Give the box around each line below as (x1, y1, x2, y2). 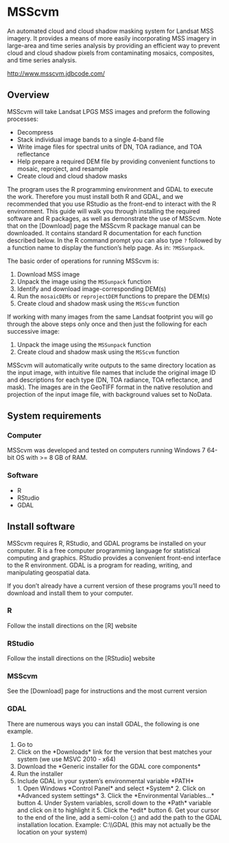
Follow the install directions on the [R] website (7, 621, 137, 630)
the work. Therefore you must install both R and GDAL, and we (7, 192, 184, 200)
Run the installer (16, 770, 64, 778)
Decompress (16, 128, 53, 136)
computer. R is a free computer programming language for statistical (7, 546, 201, 555)
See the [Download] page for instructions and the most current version (7, 687, 207, 695)
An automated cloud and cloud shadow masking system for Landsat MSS (7, 27, 214, 35)
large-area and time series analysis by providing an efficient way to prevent (7, 41, 221, 49)
